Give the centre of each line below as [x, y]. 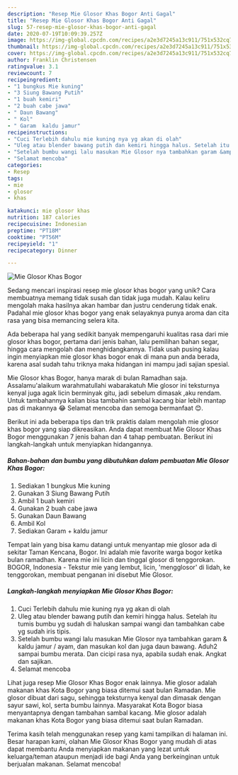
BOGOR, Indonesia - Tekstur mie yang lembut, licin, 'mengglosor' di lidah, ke [119, 568]
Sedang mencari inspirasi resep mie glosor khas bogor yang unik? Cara [112, 290]
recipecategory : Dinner [42, 251]
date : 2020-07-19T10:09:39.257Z [55, 34]
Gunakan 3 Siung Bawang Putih [64, 493]
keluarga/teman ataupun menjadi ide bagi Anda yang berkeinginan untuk [113, 757]
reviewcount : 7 [30, 73]
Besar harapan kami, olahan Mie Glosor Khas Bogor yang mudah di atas [112, 742]
